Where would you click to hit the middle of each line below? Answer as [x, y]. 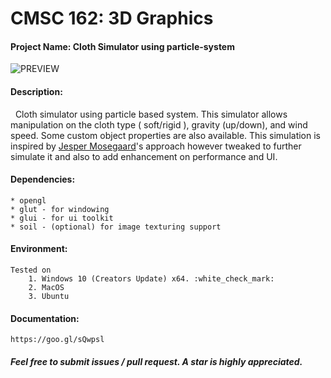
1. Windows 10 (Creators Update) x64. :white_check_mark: [151, 279]
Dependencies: [43, 179]
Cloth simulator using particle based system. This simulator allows [151, 114]
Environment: [39, 249]
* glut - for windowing [60, 209]
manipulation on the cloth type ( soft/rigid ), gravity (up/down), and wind [159, 124]
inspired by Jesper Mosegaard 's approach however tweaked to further [156, 146]
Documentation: [45, 318]
